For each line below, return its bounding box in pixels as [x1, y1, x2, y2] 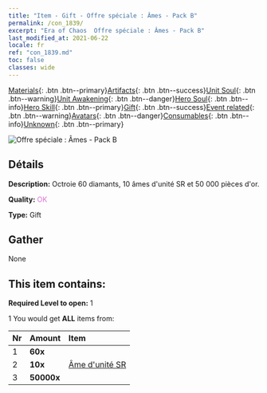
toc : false [8, 57, 45, 65]
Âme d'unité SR [68, 360, 127, 371]
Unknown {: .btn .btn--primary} [23, 119, 124, 128]
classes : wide [8, 64, 56, 72]
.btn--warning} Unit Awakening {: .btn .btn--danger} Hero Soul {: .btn [8, 93, 228, 104]
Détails [8, 158, 44, 171]
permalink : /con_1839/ [8, 19, 84, 27]
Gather [8, 233, 44, 246]
